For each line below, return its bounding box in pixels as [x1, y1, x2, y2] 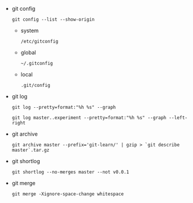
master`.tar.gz [11, 147, 50, 153]
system [20, 27, 39, 34]
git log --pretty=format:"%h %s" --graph [11, 104, 116, 110]
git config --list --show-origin [11, 17, 95, 23]
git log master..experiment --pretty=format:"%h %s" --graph [11, 115, 167, 121]
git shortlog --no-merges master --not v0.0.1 [11, 169, 129, 175]
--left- [169, 115, 188, 121]
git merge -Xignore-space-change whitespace [11, 191, 124, 197]
